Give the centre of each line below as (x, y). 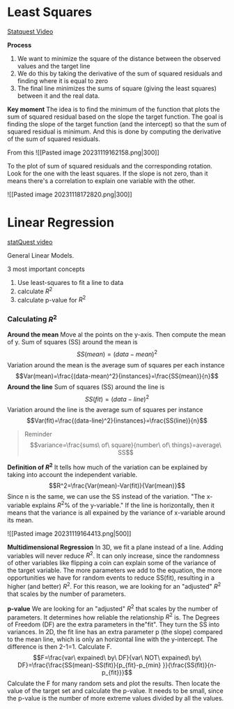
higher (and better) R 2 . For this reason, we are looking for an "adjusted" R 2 (114, 586)
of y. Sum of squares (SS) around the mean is (72, 342)
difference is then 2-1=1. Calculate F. (60, 647)
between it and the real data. (58, 96)
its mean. (20, 520)
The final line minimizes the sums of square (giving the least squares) (117, 88)
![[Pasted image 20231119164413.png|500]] (69, 533)
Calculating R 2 (32, 319)
